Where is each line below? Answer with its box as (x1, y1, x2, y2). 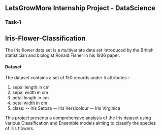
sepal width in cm (12, 90, 48, 95)
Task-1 (5, 19, 21, 26)
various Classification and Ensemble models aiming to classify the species (5, 120, 156, 126)
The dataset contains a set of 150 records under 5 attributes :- (5, 75, 131, 81)
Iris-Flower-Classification (5, 34, 86, 43)
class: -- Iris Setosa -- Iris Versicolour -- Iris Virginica (12, 105, 121, 111)
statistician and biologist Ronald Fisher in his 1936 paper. (5, 52, 121, 58)
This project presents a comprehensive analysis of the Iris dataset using (5, 115, 151, 121)
